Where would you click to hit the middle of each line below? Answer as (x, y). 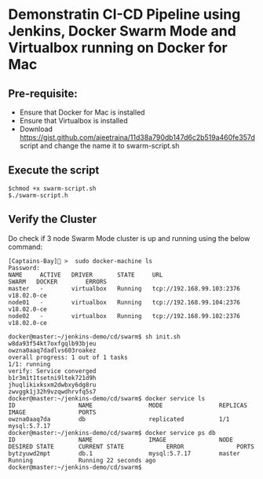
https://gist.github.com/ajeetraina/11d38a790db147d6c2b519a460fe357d (137, 137)
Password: (24, 268)
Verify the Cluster (53, 219)
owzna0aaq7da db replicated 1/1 (119, 419)
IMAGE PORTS (52, 412)
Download (36, 129)
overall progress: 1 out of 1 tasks (68, 357)
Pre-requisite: (43, 93)
